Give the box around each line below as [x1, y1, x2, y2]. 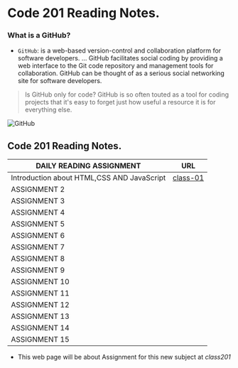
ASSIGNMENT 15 [11, 335, 70, 345]
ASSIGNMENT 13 [11, 311, 70, 321]
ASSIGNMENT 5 [11, 219, 65, 229]
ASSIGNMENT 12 [11, 300, 70, 310]
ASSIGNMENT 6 [11, 231, 65, 241]
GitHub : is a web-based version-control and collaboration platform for [17, 46, 222, 55]
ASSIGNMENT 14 [11, 323, 70, 333]
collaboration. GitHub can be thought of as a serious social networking [17, 69, 225, 77]
